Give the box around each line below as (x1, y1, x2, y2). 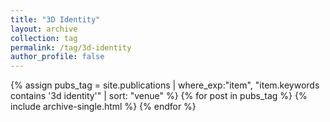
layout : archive (10, 24, 78, 34)
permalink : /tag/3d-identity (10, 42, 132, 53)
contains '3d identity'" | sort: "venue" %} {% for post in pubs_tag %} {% (10, 90, 308, 102)
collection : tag (10, 33, 78, 43)
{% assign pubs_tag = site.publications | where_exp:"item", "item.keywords (10, 79, 320, 91)
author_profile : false (10, 52, 105, 62)
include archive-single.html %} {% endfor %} (10, 101, 197, 113)
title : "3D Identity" (10, 14, 101, 25)
